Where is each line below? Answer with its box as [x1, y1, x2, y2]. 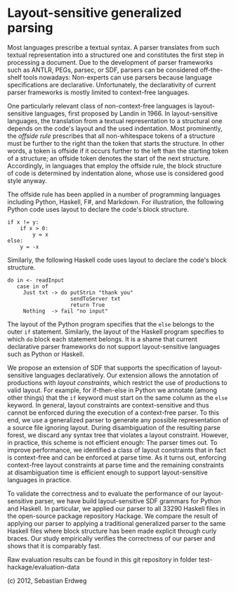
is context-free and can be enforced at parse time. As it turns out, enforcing [7, 453, 227, 462]
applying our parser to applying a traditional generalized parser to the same [7, 519, 226, 527]
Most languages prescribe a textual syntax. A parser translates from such [7, 43, 220, 51]
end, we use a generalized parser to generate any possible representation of [7, 415, 229, 424]
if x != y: [7, 218, 39, 226]
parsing [7, 20, 53, 36]
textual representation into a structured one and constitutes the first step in [7, 51, 225, 59]
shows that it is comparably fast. [7, 541, 102, 550]
